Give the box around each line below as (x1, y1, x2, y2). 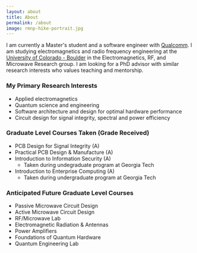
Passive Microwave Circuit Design (14, 203, 99, 210)
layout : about (6, 8, 42, 15)
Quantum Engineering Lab (14, 240, 79, 247)
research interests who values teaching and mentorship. (6, 67, 144, 74)
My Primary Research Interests (6, 81, 98, 90)
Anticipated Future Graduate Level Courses (6, 188, 134, 197)
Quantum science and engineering (14, 102, 100, 109)
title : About (6, 14, 39, 20)
